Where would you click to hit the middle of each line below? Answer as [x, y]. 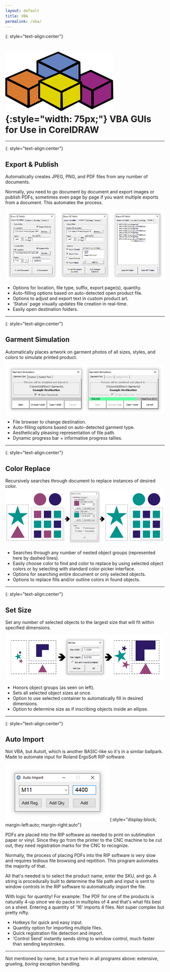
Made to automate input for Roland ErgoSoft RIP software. [66, 757]
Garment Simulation [37, 340]
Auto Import [25, 739]
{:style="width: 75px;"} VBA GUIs [78, 119]
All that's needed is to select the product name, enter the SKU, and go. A [81, 876]
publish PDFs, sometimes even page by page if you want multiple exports [82, 197]
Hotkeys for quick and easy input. [48, 922]
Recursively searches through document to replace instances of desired [80, 481]
